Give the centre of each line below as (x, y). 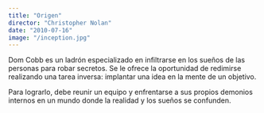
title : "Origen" (35, 15)
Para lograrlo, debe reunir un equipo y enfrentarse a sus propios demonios (130, 92)
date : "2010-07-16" (41, 30)
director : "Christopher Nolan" (60, 23)
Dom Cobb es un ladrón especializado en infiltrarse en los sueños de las (126, 60)
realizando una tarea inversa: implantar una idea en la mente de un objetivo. (132, 77)
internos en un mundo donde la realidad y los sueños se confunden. (120, 100)
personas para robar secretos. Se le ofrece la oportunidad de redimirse (125, 69)
